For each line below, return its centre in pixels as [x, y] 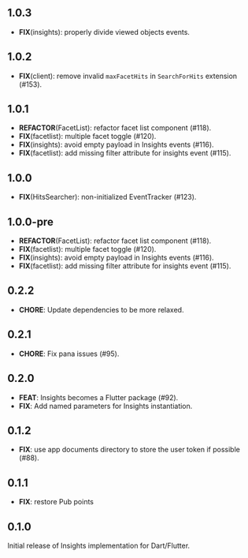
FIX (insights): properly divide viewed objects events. [104, 32]
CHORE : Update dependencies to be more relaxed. [101, 309]
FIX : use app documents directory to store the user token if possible [130, 450]
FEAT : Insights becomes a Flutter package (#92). [98, 397]
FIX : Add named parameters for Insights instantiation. [105, 406]
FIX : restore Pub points [56, 502]
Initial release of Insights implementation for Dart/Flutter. [99, 545]
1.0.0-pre [31, 221]
